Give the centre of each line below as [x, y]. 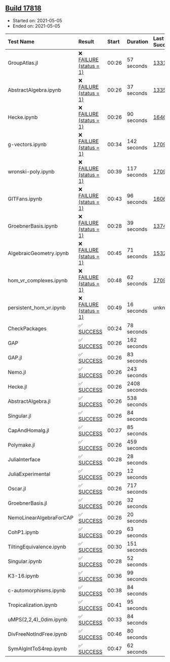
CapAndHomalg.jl [29, 430]
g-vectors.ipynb [27, 144]
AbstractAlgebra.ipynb [35, 90]
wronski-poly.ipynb [31, 172]
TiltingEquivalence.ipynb [37, 547]
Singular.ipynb [25, 561]
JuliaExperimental [29, 474]
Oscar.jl [17, 488]
